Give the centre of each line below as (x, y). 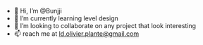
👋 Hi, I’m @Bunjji (38, 11)
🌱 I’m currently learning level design (66, 18)
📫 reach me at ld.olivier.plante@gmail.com (76, 34)
